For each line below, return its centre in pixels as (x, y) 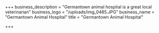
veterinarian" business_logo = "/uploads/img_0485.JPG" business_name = (80, 12)
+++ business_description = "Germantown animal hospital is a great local (79, 7)
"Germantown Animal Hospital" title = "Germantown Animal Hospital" (74, 17)
